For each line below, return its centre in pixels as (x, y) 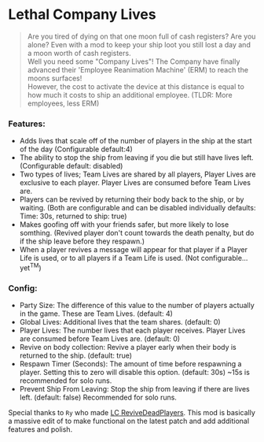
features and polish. (40, 429)
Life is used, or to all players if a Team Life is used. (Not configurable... (134, 258)
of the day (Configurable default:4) (76, 149)
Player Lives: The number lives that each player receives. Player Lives (132, 331)
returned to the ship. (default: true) (75, 355)
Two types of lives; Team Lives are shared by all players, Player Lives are (137, 174)
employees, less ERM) (63, 103)
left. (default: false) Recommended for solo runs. (98, 397)
